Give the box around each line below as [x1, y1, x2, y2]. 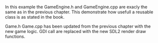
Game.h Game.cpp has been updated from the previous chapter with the [5, 23, 151, 29]
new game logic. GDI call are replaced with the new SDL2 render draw [5, 29, 146, 34]
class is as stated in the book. [5, 14, 65, 20]
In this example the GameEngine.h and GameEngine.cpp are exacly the [5, 4, 148, 10]
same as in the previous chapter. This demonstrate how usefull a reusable [5, 9, 154, 15]
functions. [5, 33, 25, 39]
